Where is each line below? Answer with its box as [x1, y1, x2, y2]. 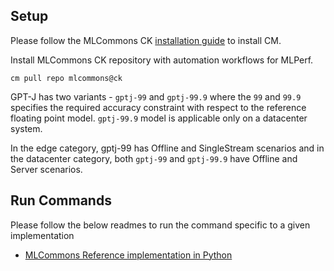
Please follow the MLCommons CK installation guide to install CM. [10, 34, 282, 46]
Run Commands [10, 192, 112, 209]
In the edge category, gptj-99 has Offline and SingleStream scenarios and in [10, 142, 325, 154]
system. [10, 122, 43, 134]
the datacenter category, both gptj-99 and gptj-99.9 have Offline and [10, 152, 298, 164]
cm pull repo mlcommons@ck [10, 73, 123, 83]
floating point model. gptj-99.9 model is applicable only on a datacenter [10, 112, 308, 124]
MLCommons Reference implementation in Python [24, 249, 233, 261]
